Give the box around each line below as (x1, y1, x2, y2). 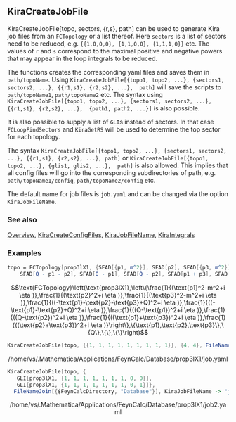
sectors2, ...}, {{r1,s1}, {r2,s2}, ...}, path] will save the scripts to (7, 82, 222, 91)
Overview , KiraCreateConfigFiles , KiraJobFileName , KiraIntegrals (7, 230, 195, 239)
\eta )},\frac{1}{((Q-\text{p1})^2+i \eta (88, 306, 196, 314)
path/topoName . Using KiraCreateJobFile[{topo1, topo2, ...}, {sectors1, (7, 75, 225, 84)
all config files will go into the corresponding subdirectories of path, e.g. (7, 168, 216, 177)
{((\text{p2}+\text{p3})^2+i (12, 321, 90, 329)
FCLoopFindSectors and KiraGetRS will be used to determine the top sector (7, 124, 221, 134)
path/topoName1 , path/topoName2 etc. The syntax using (7, 90, 163, 98)
